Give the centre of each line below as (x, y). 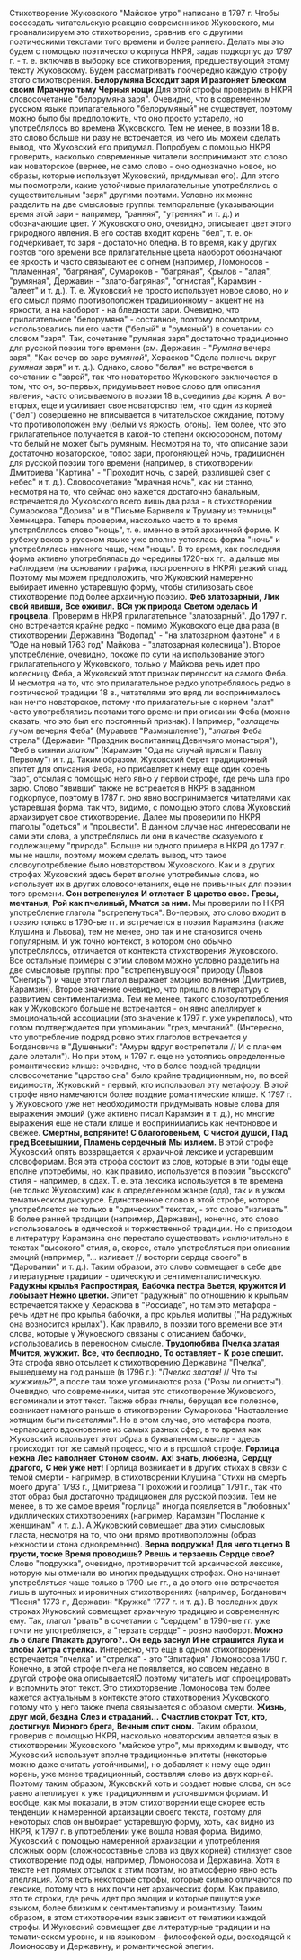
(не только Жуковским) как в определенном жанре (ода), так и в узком (147, 1190)
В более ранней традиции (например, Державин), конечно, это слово (144, 1219)
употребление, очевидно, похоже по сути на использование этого (137, 654)
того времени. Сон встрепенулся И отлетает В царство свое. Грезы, (144, 894)
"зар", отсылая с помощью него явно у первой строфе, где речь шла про (150, 779)
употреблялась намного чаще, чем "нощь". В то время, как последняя (145, 549)
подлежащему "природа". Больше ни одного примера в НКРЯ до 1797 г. (147, 845)
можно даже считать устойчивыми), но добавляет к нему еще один (140, 1764)
